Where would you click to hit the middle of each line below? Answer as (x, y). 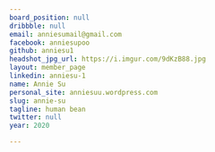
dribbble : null (38, 26)
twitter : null (36, 117)
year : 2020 (30, 126)
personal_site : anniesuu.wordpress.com (84, 92)
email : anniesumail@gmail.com (66, 34)
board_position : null (50, 17)
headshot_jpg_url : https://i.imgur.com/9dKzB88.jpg (107, 59)
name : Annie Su (38, 84)
